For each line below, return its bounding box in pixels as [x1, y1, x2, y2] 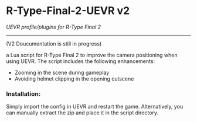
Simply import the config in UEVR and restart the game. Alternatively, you [6, 103, 184, 110]
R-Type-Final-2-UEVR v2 [6, 4, 130, 18]
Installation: [6, 89, 41, 97]
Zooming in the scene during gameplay [14, 69, 110, 76]
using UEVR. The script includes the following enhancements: [6, 57, 155, 65]
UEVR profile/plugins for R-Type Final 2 [6, 23, 101, 30]
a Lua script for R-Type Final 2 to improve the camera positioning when [6, 51, 178, 58]
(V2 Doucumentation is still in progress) [6, 40, 102, 47]
